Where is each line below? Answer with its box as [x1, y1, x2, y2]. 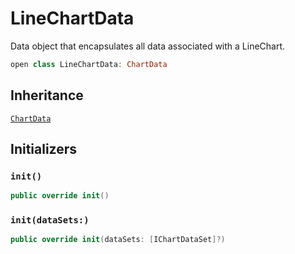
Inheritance [10, 87, 84, 104]
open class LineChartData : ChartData [10, 59, 168, 69]
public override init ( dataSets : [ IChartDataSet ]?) [10, 235, 226, 245]
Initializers [10, 141, 78, 158]
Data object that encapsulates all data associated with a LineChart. [10, 40, 286, 52]
